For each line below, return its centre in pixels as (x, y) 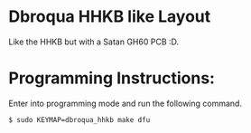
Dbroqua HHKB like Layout (110, 17)
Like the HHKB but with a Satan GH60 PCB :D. (94, 42)
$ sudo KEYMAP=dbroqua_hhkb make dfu (79, 119)
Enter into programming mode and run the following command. (125, 103)
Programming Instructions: (112, 78)
